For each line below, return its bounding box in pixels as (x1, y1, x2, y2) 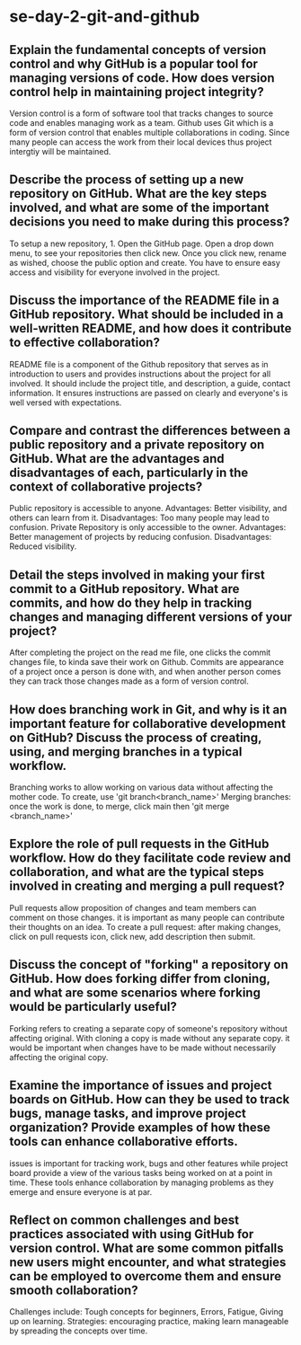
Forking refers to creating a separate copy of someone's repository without (9, 1022, 288, 1034)
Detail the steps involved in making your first (9, 567, 265, 582)
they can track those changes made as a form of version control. (9, 676, 249, 686)
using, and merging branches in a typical (9, 744, 243, 759)
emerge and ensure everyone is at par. (9, 1186, 153, 1197)
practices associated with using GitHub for (9, 1226, 254, 1242)
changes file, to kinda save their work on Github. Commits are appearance (9, 657, 285, 668)
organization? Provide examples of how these (9, 1120, 271, 1136)
